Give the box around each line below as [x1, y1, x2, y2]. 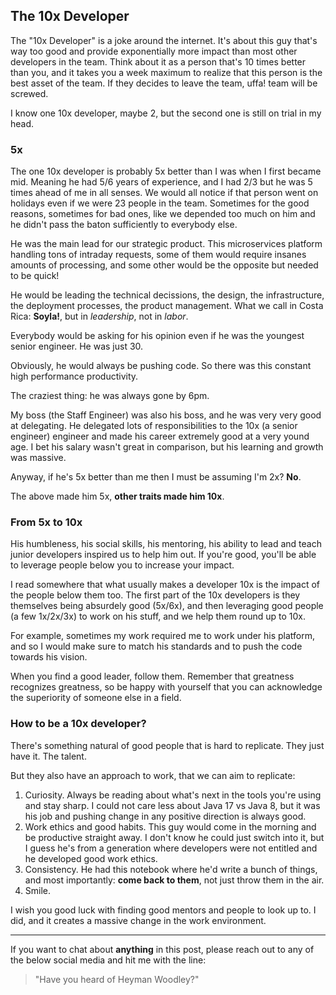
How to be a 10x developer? [10, 717, 147, 731]
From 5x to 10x [10, 515, 83, 529]
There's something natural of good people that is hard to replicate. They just [10, 739, 325, 751]
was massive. [10, 452, 67, 464]
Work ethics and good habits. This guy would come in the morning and [24, 820, 317, 833]
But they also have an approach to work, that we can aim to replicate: [10, 769, 296, 781]
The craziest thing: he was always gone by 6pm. [10, 390, 210, 402]
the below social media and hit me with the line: [10, 954, 207, 966]
